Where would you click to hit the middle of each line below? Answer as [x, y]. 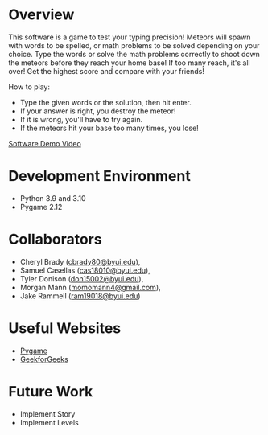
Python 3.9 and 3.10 [53, 198]
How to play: [29, 87]
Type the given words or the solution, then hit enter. [105, 102]
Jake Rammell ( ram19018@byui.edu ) [80, 296]
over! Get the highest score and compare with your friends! [107, 71]
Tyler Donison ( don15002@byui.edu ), [82, 278]
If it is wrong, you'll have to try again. [81, 119]
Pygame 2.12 [41, 207]
